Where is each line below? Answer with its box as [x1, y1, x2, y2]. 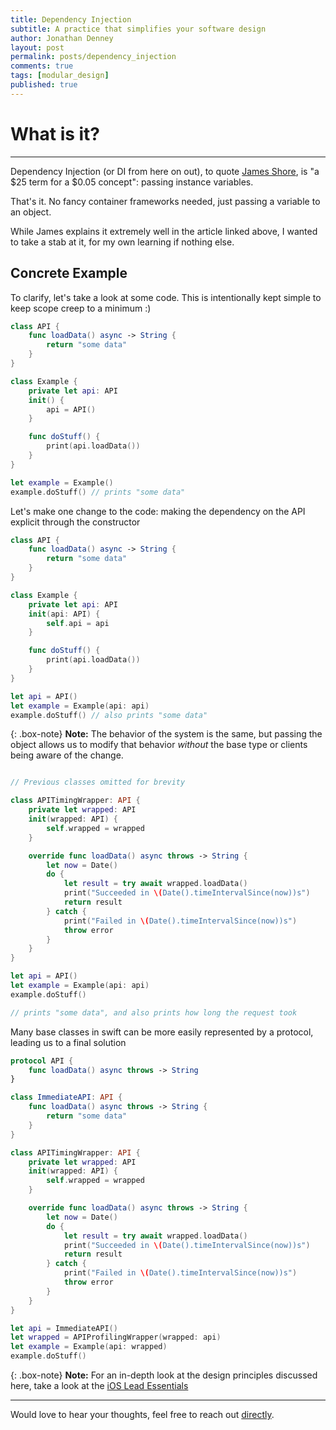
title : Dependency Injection [10, 14, 132, 25]
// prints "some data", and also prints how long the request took [10, 1007, 298, 1018]
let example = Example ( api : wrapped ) [10, 1342, 168, 1352]
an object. [10, 206, 52, 218]
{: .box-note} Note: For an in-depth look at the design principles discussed [10, 1369, 318, 1381]
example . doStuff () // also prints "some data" [10, 710, 208, 720]
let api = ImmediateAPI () [10, 1323, 118, 1333]
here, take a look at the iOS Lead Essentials [10, 1380, 189, 1391]
